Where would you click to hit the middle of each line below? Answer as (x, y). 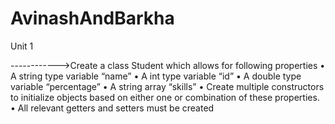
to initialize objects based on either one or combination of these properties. (165, 97)
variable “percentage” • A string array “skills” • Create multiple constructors (167, 86)
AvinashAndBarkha (92, 18)
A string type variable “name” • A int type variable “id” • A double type (156, 76)
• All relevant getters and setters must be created (112, 108)
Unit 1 (22, 46)
